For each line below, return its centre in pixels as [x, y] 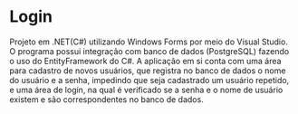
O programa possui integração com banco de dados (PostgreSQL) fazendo [149, 51]
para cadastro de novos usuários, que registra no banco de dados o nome [148, 71]
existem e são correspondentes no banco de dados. [106, 99]
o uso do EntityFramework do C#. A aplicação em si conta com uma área [145, 61]
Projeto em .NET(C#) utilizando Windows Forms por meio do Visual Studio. [149, 42]
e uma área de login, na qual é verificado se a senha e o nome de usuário [146, 90]
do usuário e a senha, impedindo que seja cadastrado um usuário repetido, [149, 80]
